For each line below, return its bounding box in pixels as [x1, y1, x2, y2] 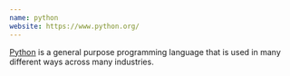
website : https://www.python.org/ [9, 22, 140, 31]
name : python [9, 13, 59, 23]
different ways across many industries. [9, 56, 154, 67]
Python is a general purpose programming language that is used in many [9, 46, 281, 57]
